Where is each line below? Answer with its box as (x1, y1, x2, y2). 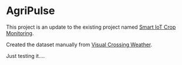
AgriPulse (6, 4, 55, 18)
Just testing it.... (6, 52, 45, 59)
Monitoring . (6, 29, 34, 36)
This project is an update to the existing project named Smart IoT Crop (6, 23, 176, 30)
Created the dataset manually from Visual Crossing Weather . (6, 41, 153, 48)
